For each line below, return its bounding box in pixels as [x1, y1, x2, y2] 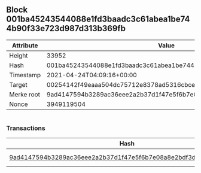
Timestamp [9, 71, 41, 79]
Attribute [11, 41, 38, 50]
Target [9, 80, 28, 89]
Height [9, 51, 28, 59]
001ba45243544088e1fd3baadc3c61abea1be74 [6, 14, 190, 25]
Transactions [6, 124, 46, 132]
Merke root [9, 90, 41, 98]
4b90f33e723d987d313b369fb [6, 23, 126, 34]
